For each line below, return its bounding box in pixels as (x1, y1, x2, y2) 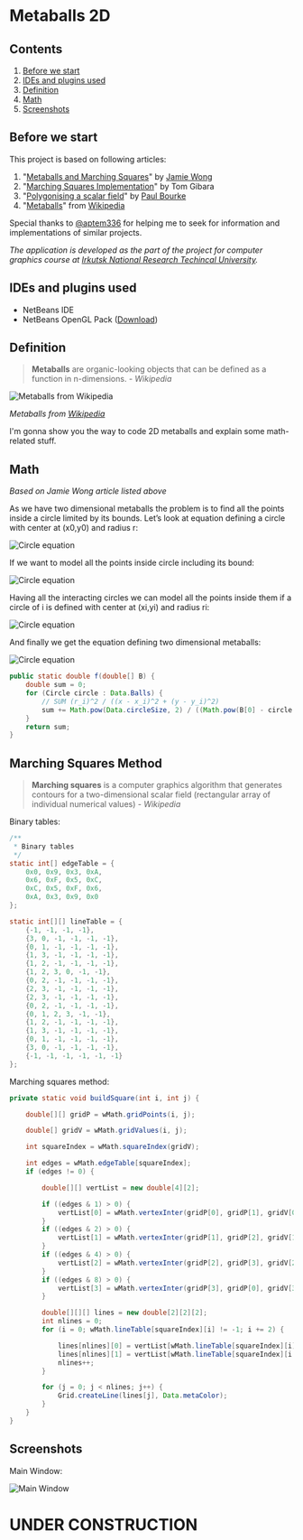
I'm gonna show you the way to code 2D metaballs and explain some (9, 426, 265, 437)
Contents (9, 42, 63, 57)
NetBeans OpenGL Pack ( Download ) (22, 313, 158, 325)
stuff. (37, 435, 57, 447)
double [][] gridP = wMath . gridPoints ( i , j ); (25, 1109, 196, 1119)
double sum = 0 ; (25, 681, 87, 690)
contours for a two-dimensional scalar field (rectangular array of (31, 789, 271, 800)
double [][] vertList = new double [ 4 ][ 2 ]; (41, 1183, 200, 1192)
